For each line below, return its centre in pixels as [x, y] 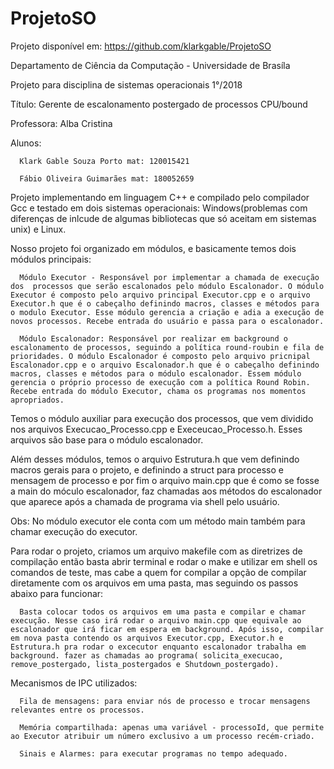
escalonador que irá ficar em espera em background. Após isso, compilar [167, 629]
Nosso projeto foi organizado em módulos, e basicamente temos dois [153, 248]
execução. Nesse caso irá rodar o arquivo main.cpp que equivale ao [156, 620]
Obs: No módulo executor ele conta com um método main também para [158, 521]
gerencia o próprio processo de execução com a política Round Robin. [160, 382]
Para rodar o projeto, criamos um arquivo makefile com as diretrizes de [156, 551]
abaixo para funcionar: [57, 593]
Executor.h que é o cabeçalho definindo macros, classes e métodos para [165, 303]
